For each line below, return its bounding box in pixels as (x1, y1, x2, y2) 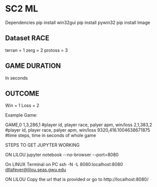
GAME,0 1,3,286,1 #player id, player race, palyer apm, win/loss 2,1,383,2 (5, 122, 153, 128)
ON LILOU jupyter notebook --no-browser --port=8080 (5, 152, 119, 158)
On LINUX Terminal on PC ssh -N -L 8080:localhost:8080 (5, 162, 123, 168)
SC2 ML (5, 3, 38, 14)
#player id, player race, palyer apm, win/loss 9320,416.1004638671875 (5, 127, 151, 133)
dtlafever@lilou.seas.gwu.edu (5, 167, 66, 173)
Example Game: (5, 112, 38, 118)
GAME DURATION (5, 62, 61, 70)
